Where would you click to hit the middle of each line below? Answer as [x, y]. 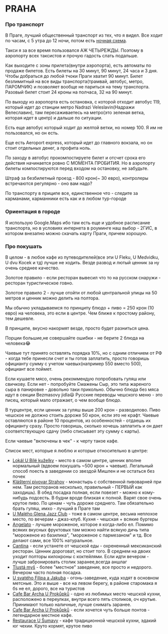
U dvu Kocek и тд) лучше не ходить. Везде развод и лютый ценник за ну [82, 263]
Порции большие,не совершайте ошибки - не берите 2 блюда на [75, 338]
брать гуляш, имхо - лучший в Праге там [56, 508]
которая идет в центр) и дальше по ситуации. [54, 118]
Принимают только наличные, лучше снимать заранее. [72, 605]
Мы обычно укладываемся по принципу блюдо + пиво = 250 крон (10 [79, 308]
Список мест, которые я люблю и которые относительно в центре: [77, 451]
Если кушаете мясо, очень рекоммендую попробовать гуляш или [75, 379]
